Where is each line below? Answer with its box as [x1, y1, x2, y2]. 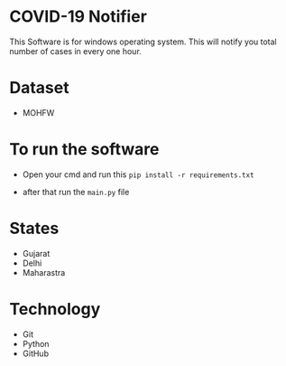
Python [22, 338, 50, 349]
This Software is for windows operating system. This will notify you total [9, 36, 277, 47]
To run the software [9, 139, 160, 160]
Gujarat [22, 248, 51, 258]
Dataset [9, 78, 69, 99]
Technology [9, 298, 101, 319]
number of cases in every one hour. [9, 45, 142, 56]
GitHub [22, 348, 50, 359]
